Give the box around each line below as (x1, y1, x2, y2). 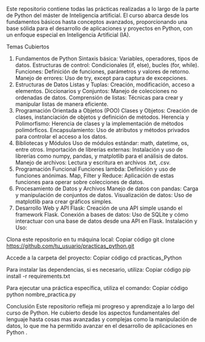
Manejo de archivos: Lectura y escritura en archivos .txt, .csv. (15, 159, 171, 166)
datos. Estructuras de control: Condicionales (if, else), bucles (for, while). (15, 61, 199, 69)
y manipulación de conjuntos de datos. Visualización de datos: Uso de (15, 191, 193, 198)
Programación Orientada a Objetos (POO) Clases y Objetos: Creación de (15, 107, 198, 114)
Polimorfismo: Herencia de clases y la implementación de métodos (15, 120, 184, 127)
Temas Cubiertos (6, 43, 50, 50)
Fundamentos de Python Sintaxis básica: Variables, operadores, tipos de (15, 55, 199, 62)
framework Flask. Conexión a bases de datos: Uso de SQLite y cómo (15, 211, 188, 218)
